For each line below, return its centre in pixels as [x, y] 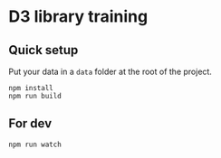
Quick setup [43, 50]
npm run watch [35, 144]
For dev [30, 124]
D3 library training [78, 17]
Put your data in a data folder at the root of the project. [110, 71]
